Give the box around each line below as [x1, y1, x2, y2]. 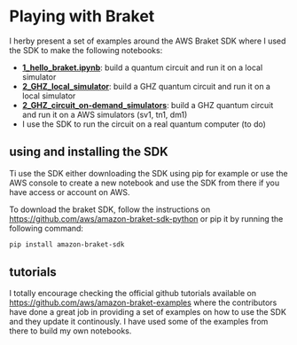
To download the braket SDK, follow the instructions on [9, 204, 211, 215]
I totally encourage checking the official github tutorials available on [9, 288, 257, 299]
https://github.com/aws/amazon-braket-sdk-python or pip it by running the [9, 213, 284, 223]
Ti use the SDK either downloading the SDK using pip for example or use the [9, 168, 288, 178]
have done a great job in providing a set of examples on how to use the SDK [9, 307, 286, 318]
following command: [9, 223, 84, 233]
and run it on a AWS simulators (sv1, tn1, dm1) [21, 109, 188, 120]
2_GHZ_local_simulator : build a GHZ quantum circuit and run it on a [21, 81, 270, 91]
